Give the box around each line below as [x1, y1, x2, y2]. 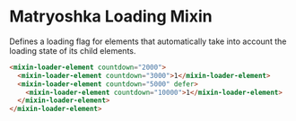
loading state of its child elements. [9, 45, 136, 56]
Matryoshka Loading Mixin [9, 6, 213, 27]
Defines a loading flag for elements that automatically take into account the [9, 36, 287, 47]
